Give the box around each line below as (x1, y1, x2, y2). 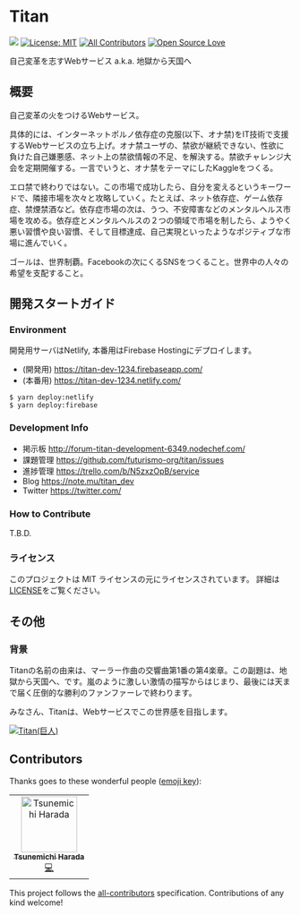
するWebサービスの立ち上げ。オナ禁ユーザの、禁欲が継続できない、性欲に (9, 140, 285, 150)
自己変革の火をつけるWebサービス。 (9, 109, 144, 120)
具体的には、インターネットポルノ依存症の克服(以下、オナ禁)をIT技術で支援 (9, 128, 289, 140)
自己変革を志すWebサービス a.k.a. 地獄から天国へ (9, 56, 193, 66)
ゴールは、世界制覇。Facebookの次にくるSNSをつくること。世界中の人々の (9, 256, 289, 267)
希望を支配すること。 (9, 267, 88, 278)
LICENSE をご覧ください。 (9, 585, 106, 596)
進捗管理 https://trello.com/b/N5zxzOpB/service (21, 466, 200, 476)
